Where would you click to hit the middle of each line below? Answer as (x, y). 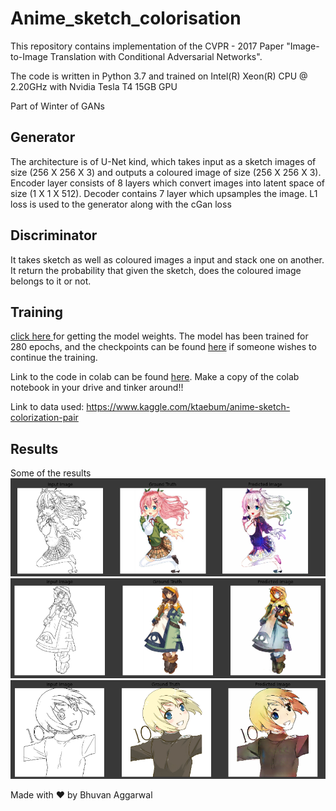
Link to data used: (47, 407)
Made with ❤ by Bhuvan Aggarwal (81, 795)
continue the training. (54, 358)
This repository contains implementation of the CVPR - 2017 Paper (147, 46)
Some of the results (51, 473)
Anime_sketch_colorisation (126, 18)
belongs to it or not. (51, 281)
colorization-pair (44, 418)
